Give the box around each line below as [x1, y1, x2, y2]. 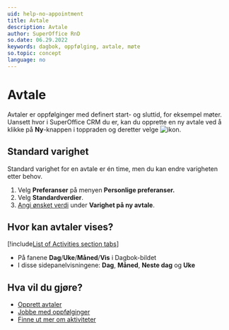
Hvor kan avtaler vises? [7, 220, 114, 233]
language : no [7, 57, 46, 64]
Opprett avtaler [17, 300, 62, 309]
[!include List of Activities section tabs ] [7, 240, 119, 248]
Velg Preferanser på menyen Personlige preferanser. [17, 185, 175, 194]
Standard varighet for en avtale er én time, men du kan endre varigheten [7, 164, 218, 173]
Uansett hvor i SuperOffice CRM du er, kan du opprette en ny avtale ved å [7, 117, 222, 126]
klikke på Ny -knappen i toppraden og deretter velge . [7, 125, 182, 134]
